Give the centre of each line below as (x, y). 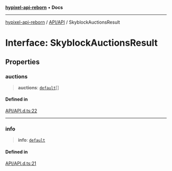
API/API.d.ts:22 (21, 111)
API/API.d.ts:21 (21, 163)
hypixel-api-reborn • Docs (34, 7)
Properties (23, 62)
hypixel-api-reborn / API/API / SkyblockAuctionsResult (63, 22)
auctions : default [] (38, 87)
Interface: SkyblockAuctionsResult (81, 43)
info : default (31, 140)
